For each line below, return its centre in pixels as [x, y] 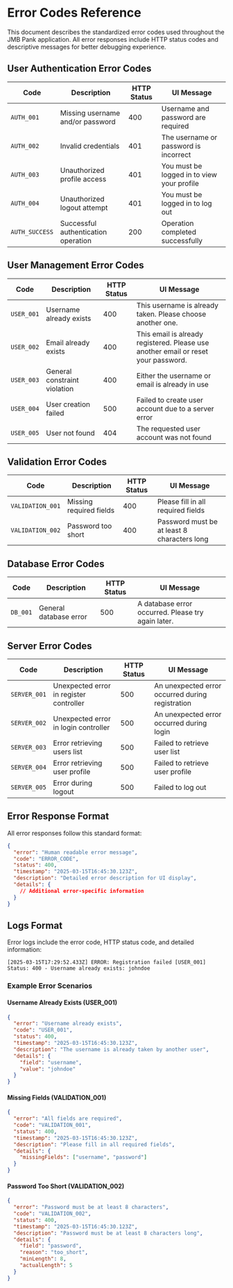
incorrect [176, 154]
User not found [70, 433]
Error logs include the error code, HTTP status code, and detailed [101, 942]
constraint [62, 380]
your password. [162, 360]
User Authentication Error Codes [79, 68]
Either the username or [174, 375]
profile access [83, 179]
